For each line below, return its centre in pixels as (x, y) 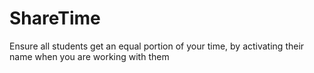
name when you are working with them (89, 56)
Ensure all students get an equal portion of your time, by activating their (157, 46)
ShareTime (55, 18)
